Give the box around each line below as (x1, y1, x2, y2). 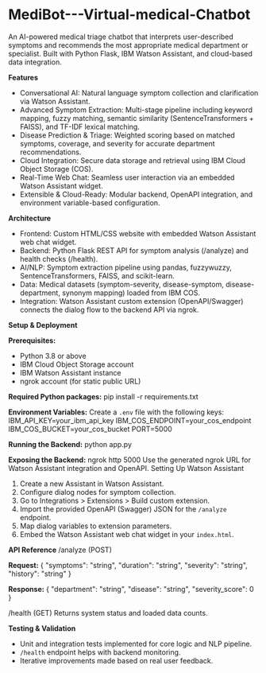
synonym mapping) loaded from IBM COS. (62, 288, 201, 298)
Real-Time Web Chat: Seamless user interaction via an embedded (19, 173, 235, 182)
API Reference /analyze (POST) (8, 545, 113, 554)
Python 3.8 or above (19, 351, 87, 360)
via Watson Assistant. (19, 96, 91, 106)
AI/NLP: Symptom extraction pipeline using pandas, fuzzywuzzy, (19, 263, 233, 272)
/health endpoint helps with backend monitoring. (19, 647, 181, 657)
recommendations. (19, 147, 82, 157)
